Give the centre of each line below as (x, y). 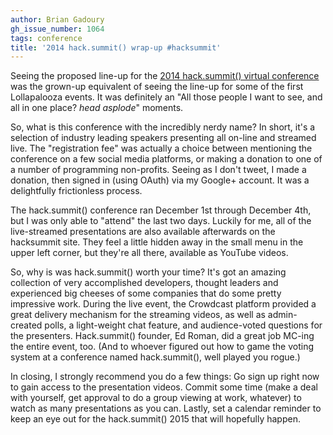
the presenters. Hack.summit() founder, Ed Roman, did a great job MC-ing (162, 336)
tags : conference (46, 38)
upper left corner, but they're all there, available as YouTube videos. (149, 253)
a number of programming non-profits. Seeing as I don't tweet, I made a (158, 170)
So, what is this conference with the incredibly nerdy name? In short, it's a (163, 127)
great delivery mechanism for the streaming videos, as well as (138, 315)
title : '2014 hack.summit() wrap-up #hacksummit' (116, 47)
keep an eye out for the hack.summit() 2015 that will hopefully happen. (155, 419)
